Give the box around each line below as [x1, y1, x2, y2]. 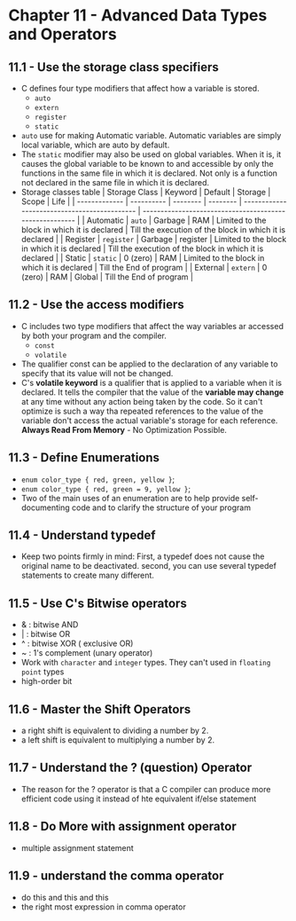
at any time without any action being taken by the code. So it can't [20, 396, 263, 406]
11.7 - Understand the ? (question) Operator [8, 760, 253, 775]
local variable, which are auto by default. [20, 139, 170, 150]
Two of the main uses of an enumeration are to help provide [20, 492, 240, 503]
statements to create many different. [20, 570, 154, 581]
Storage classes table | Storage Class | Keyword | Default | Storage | [20, 187, 271, 197]
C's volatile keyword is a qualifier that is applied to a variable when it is [20, 377, 283, 388]
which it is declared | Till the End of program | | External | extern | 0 [20, 263, 268, 272]
